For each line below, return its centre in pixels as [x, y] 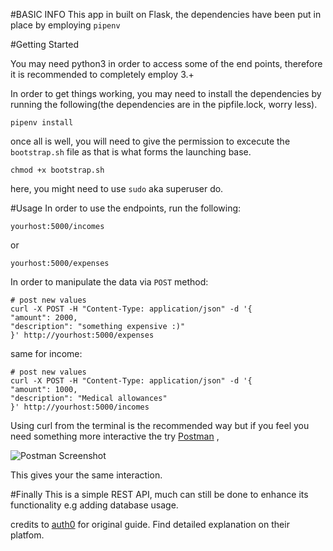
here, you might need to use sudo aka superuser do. [117, 188]
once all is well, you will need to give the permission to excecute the [150, 141]
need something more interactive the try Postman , [115, 436]
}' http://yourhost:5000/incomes [80, 407]
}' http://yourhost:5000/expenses [82, 335]
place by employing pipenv [65, 25]
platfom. [27, 535]
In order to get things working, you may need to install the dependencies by [166, 93]
